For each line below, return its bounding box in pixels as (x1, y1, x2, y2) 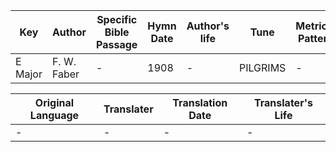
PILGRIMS (239, 61, 287, 74)
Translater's (253, 96, 313, 109)
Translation (172, 96, 228, 109)
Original (34, 96, 75, 109)
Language (29, 109, 80, 122)
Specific (96, 13, 138, 26)
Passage (96, 38, 138, 51)
